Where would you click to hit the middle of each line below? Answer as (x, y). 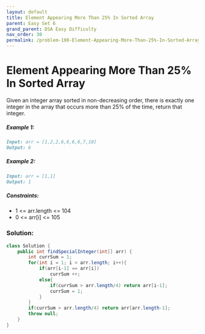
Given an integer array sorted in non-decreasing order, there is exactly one (100, 100)
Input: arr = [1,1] (31, 176)
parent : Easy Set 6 (31, 23)
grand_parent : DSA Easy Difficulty (52, 29)
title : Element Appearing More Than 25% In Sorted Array (80, 18)
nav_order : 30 (24, 35)
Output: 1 (19, 182)
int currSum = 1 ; (50, 257)
